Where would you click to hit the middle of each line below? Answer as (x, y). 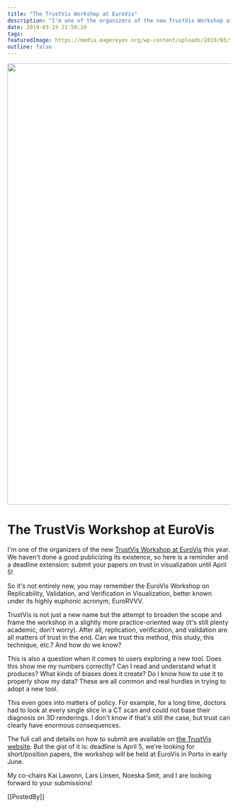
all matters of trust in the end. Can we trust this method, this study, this (111, 637)
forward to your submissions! (50, 782)
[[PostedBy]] (26, 797)
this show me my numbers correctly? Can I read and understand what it (112, 666)
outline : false (30, 47)
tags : (15, 34)
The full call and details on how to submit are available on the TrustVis (109, 738)
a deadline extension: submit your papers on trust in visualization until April (117, 564)
